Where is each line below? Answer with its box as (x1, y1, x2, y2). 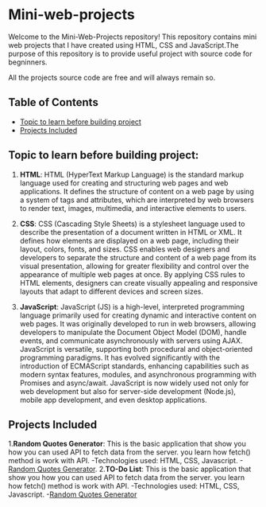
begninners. (8, 57, 48, 67)
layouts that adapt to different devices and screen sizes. (19, 287, 204, 296)
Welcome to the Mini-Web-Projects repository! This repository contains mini (8, 32, 257, 41)
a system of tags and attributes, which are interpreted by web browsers (19, 195, 254, 205)
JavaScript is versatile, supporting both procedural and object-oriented (19, 344, 253, 353)
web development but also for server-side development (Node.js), (19, 386, 237, 396)
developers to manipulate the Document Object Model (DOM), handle (19, 327, 247, 337)
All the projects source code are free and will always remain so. (8, 72, 216, 82)
